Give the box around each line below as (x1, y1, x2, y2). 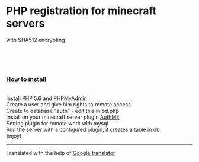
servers (6, 17, 46, 30)
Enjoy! (6, 132, 22, 140)
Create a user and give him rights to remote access (6, 101, 131, 108)
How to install (6, 75, 46, 83)
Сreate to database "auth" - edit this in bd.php (6, 108, 120, 115)
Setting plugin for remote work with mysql (6, 120, 108, 127)
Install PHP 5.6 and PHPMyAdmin (6, 95, 87, 102)
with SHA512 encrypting (6, 36, 65, 43)
